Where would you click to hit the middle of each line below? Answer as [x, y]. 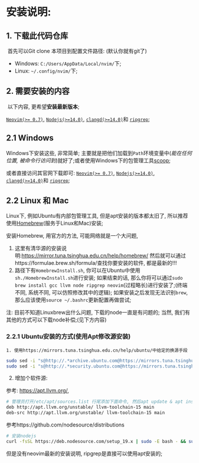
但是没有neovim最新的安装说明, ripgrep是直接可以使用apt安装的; [84, 453]
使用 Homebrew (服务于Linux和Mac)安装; [55, 223]
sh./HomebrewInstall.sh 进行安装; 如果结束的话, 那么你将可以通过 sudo [99, 278]
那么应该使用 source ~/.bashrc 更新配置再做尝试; [73, 300]
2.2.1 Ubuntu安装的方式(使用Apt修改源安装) [68, 337]
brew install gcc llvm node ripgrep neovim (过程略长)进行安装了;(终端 [101, 285]
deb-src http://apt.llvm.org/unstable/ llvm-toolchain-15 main [86, 413]
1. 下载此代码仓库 [37, 36]
